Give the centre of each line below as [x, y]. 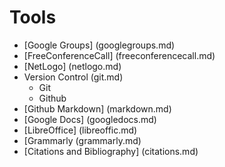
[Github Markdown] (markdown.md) [97, 108]
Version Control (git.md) [73, 77]
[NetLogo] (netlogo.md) [72, 66]
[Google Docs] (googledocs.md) [90, 119]
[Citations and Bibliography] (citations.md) [111, 151]
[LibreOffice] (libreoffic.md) [80, 130]
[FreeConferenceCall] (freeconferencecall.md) [119, 55]
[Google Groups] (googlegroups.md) [99, 45]
